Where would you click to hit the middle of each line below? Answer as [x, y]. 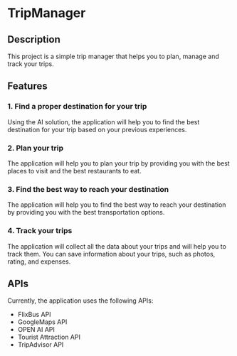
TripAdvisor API [41, 345]
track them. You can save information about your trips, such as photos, [111, 254]
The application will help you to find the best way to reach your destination [117, 205]
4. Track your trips [40, 231]
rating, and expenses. [39, 261]
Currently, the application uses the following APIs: [80, 301]
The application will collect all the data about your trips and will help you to [117, 246]
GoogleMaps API [42, 322]
